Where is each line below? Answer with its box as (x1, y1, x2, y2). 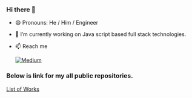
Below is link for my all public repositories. (6, 72, 133, 80)
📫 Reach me (15, 43, 48, 50)
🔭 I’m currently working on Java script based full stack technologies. (15, 31, 187, 38)
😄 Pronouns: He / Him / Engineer (15, 19, 99, 26)
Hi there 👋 (6, 5, 36, 14)
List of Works (6, 85, 39, 93)
